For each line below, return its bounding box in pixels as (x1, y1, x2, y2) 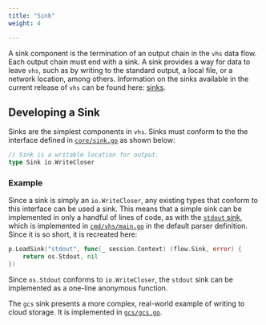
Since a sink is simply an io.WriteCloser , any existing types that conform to (8, 196, 259, 205)
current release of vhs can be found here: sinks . (8, 82, 166, 92)
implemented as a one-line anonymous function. (8, 282, 168, 293)
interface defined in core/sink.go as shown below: (8, 136, 175, 145)
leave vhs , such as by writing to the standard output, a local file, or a (8, 65, 233, 75)
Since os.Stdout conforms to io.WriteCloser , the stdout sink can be (8, 274, 234, 284)
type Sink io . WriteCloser (8, 158, 95, 167)
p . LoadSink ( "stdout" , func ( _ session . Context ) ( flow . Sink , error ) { (8, 246, 242, 254)
